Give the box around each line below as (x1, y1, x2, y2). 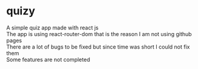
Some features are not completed (6, 56, 90, 63)
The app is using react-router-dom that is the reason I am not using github (6, 30, 193, 37)
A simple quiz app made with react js (6, 24, 99, 31)
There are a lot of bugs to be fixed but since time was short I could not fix (6, 43, 190, 50)
